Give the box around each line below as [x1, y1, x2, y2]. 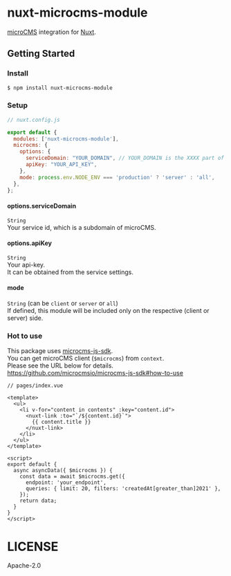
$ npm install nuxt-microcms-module [7, 84, 113, 91]
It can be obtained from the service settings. [7, 268, 133, 276]
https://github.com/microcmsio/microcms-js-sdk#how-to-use [7, 369, 183, 377]
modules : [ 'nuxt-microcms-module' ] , [13, 135, 119, 143]
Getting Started [7, 48, 75, 60]
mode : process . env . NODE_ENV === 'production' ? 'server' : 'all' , [19, 174, 215, 181]
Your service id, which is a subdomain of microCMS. [7, 223, 156, 231]
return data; [19, 497, 57, 505]
